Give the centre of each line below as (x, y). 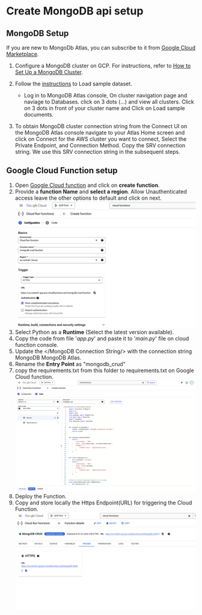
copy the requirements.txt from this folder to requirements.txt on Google (104, 370)
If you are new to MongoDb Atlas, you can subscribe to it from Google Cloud (101, 47)
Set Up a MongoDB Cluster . (49, 72)
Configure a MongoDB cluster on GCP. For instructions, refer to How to (103, 66)
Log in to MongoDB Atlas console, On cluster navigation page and (106, 95)
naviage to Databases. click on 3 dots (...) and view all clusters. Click (109, 102)
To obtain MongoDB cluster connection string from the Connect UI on (101, 126)
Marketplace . (23, 54)
